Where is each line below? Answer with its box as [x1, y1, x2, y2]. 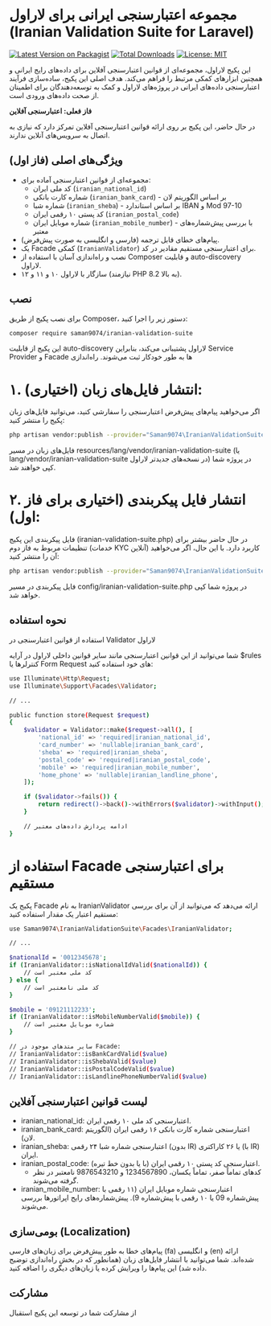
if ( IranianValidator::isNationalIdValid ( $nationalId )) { [9, 961, 207, 970]
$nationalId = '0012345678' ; [9, 954, 107, 962]
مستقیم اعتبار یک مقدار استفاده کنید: [9, 909, 119, 918]
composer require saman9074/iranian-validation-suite [9, 329, 194, 337]
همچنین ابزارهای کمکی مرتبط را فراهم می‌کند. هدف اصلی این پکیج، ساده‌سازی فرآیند [9, 73, 263, 83]
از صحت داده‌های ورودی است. [9, 90, 100, 100]
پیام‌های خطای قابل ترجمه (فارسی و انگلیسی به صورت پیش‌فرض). [20, 235, 220, 244]
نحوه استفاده [9, 614, 67, 627]
